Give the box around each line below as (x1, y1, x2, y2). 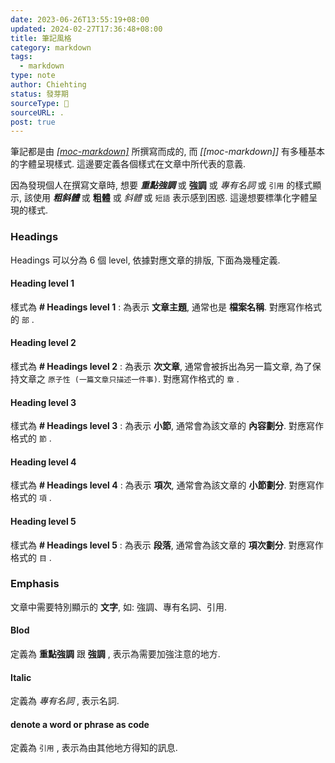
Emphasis (10, 577, 60, 591)
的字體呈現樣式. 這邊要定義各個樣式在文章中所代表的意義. (10, 158, 247, 170)
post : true (10, 117, 56, 127)
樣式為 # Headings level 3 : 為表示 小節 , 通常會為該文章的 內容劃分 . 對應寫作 (10, 420, 325, 432)
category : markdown (10, 42, 92, 53)
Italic (10, 671, 32, 683)
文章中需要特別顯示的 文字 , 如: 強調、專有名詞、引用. (10, 601, 227, 613)
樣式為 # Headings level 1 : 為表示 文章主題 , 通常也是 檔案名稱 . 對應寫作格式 (10, 301, 323, 313)
